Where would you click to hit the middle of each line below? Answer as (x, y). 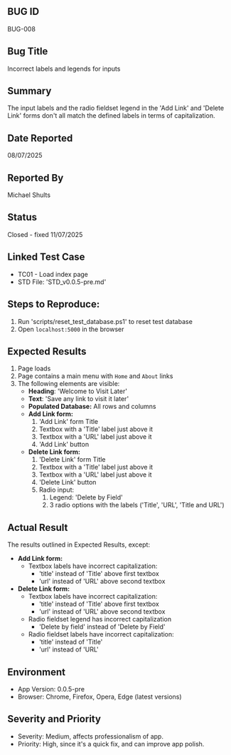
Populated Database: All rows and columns (92, 407)
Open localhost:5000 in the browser (71, 329)
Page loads (34, 369)
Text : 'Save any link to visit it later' (79, 399)
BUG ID (23, 12)
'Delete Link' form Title (72, 460)
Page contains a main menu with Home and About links (95, 376)
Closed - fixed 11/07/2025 (45, 234)
